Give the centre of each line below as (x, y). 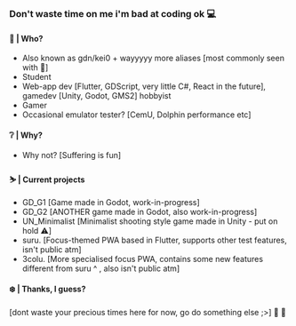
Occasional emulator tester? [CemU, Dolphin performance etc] (136, 115)
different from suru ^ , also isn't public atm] (101, 268)
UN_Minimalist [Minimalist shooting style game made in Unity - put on (150, 221)
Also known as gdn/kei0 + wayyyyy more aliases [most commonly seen (153, 58)
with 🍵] (35, 68)
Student (36, 77)
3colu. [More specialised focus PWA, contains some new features (143, 258)
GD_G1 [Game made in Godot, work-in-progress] (111, 202)
